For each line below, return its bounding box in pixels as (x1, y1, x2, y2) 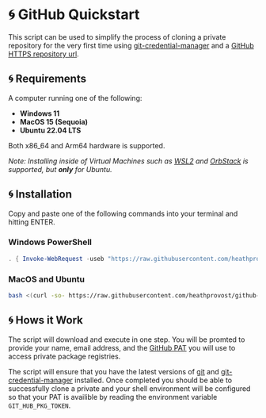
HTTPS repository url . (8, 49, 79, 59)
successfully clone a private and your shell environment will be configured (8, 383, 251, 393)
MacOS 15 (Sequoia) (19, 117, 89, 126)
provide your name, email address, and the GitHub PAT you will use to (8, 343, 236, 352)
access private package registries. (8, 351, 121, 361)
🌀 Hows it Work (8, 313, 83, 327)
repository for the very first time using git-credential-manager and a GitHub (8, 40, 255, 50)
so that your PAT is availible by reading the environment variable (8, 392, 218, 401)
